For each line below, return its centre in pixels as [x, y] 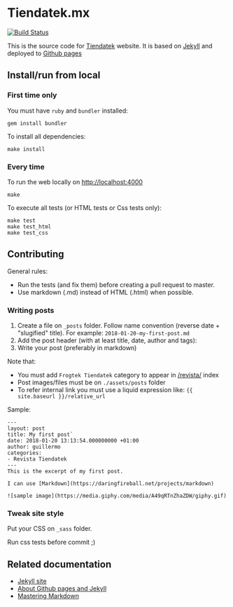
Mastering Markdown [48, 596]
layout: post [26, 428]
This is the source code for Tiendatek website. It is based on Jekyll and [110, 46]
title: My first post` [40, 435]
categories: [24, 453]
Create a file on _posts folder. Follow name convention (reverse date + [119, 326]
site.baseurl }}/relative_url [62, 397]
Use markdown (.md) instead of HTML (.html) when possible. [105, 292]
